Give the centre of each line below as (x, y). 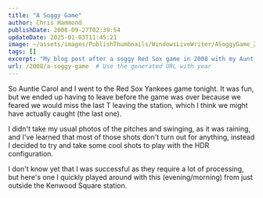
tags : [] (22, 52)
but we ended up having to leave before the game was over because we (124, 97)
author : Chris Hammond (45, 23)
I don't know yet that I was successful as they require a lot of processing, (126, 168)
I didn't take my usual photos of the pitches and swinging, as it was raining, (130, 128)
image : (19, 45)
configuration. (31, 153)
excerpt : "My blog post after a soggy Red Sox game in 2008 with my (122, 59)
